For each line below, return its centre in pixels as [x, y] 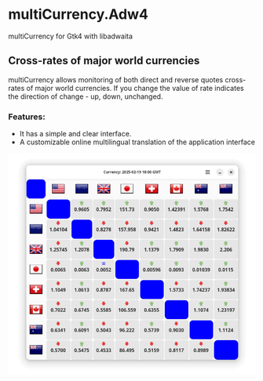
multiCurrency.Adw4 [79, 15]
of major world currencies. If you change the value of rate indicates [135, 88]
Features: [27, 117]
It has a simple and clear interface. [75, 134]
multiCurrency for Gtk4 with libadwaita [71, 36]
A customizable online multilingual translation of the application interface [137, 142]
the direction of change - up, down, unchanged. [86, 96]
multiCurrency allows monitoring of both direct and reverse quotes [116, 79]
